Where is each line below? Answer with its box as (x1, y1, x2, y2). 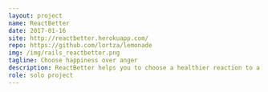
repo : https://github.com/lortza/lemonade (8, 42, 152, 50)
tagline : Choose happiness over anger (8, 57, 138, 65)
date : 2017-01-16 (8, 26, 67, 34)
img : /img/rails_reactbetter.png (8, 49, 120, 57)
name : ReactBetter (8, 19, 70, 27)
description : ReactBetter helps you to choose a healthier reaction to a (8, 64, 261, 72)
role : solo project (8, 71, 74, 79)
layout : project (8, 11, 63, 20)
